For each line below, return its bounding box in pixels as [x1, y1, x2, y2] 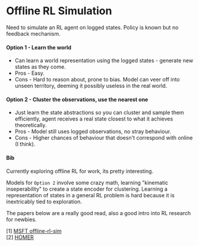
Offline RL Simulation [6, 4, 112, 18]
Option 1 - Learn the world [6, 43, 72, 51]
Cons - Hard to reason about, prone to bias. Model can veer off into [14, 76, 180, 83]
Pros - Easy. [14, 70, 45, 77]
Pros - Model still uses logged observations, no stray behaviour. [14, 128, 171, 135]
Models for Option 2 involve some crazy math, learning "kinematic [6, 179, 169, 186]
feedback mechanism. [6, 30, 61, 37]
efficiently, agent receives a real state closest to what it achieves [14, 115, 173, 122]
